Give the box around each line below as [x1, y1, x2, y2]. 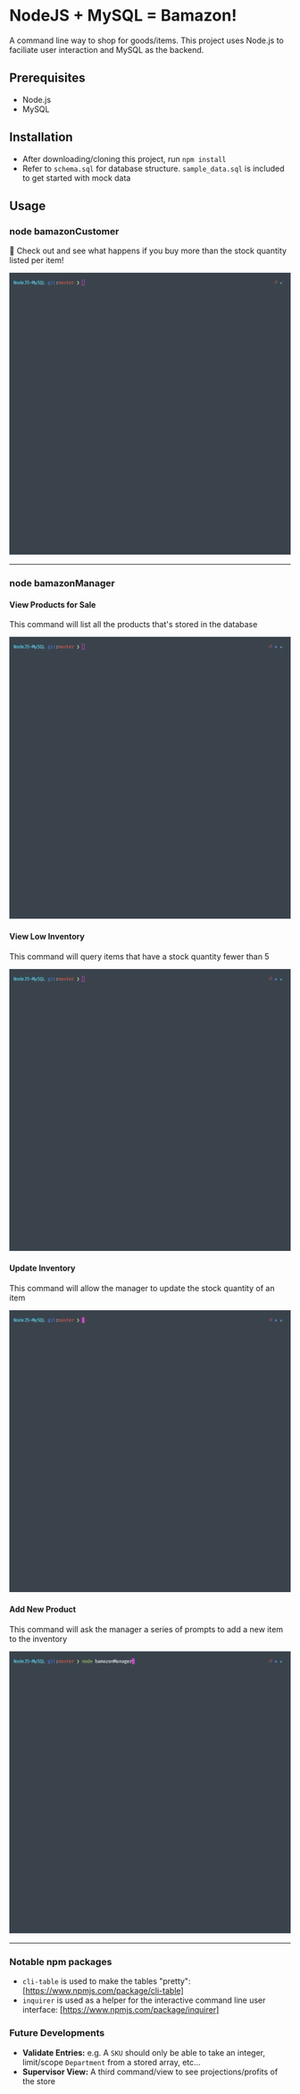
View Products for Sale [9, 599, 96, 609]
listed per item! [9, 255, 64, 266]
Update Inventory [9, 1263, 76, 1273]
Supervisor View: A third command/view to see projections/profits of [21, 2066, 279, 2077]
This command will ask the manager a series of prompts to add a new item [9, 1623, 284, 1634]
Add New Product [9, 1604, 77, 1615]
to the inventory [9, 1633, 68, 1644]
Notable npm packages [9, 1955, 112, 1968]
